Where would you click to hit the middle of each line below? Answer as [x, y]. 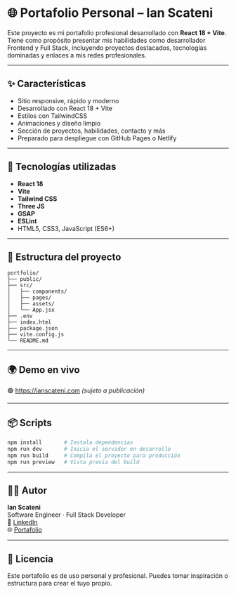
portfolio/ [23, 273]
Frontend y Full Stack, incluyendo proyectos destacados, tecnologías [107, 48]
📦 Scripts [30, 423]
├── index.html [29, 322]
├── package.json [33, 329]
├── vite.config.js [36, 335]
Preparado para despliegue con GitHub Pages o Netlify [97, 138]
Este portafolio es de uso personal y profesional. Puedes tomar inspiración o [118, 576]
